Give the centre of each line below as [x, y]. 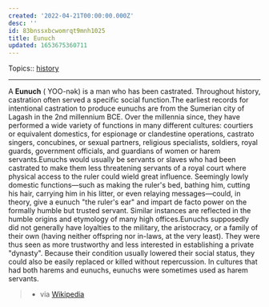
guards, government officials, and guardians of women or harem [114, 151]
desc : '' [23, 23]
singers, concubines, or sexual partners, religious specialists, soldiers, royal [133, 143]
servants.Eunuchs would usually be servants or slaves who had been [122, 160]
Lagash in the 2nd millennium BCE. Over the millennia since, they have [124, 117]
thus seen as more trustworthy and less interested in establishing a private [131, 244]
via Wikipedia [62, 294]
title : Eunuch [32, 38]
